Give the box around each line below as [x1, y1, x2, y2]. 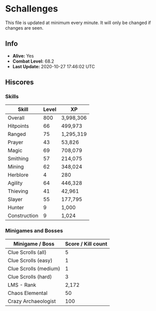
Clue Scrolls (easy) [8, 257, 53, 264]
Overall [8, 114, 25, 121]
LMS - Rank [8, 281, 37, 288]
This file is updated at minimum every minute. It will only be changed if [5, 20, 151, 26]
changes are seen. [5, 25, 44, 31]
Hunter [8, 204, 24, 211]
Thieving [8, 188, 29, 195]
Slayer [8, 196, 23, 203]
